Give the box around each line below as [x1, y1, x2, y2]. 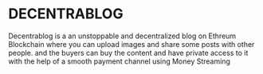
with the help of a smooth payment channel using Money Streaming [8, 56, 231, 66]
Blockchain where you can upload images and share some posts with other [8, 39, 255, 49]
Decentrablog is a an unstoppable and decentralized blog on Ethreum [8, 31, 237, 41]
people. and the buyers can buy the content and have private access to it [8, 48, 249, 57]
